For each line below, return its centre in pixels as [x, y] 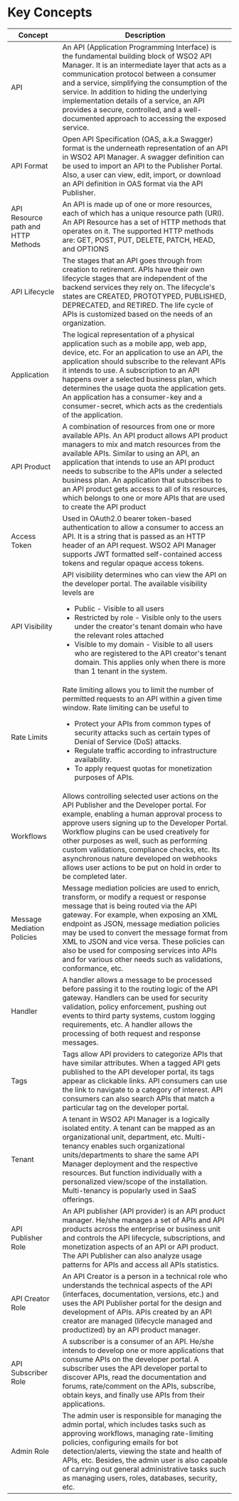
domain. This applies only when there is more [150, 662]
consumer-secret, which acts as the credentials [142, 406]
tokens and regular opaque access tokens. [133, 563]
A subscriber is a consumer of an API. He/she [138, 1341]
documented [84, 119]
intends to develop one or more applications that [143, 1350]
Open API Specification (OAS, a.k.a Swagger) [138, 139]
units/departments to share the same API [131, 1155]
